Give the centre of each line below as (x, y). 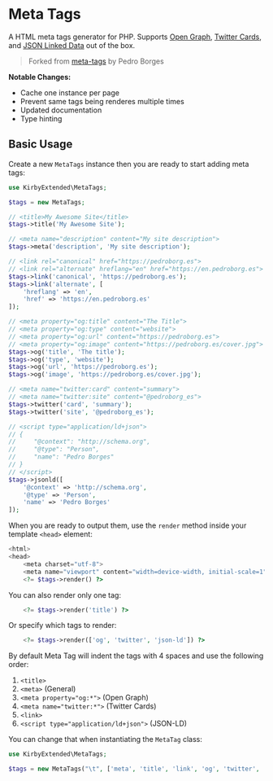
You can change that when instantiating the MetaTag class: (106, 739)
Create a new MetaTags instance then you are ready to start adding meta (129, 164)
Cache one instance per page (70, 92)
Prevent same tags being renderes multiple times (102, 101)
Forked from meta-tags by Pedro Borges (96, 61)
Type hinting (41, 118)
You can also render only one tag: (65, 595)
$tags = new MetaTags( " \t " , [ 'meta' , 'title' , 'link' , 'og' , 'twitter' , (134, 769)
